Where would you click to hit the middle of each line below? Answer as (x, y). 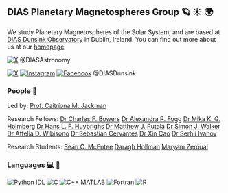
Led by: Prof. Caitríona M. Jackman (57, 106)
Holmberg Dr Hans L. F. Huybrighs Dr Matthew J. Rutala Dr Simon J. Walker (114, 127)
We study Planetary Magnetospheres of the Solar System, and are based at (114, 32)
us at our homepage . (37, 47)
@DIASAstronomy (45, 60)
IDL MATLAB (70, 182)
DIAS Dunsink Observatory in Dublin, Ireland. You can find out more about (112, 39)
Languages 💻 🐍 (34, 165)
